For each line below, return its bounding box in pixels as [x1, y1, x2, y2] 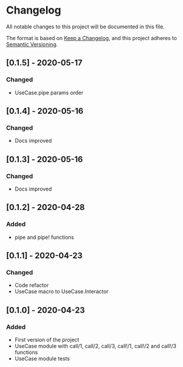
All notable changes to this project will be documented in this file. [6, 23, 165, 30]
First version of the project [14, 336, 80, 343]
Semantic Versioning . [6, 41, 58, 48]
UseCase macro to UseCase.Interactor [14, 288, 109, 295]
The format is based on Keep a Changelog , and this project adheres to [6, 34, 177, 41]
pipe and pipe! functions [14, 234, 74, 241]
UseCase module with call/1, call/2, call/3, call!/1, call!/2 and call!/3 [14, 343, 177, 350]
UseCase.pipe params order [14, 89, 84, 96]
